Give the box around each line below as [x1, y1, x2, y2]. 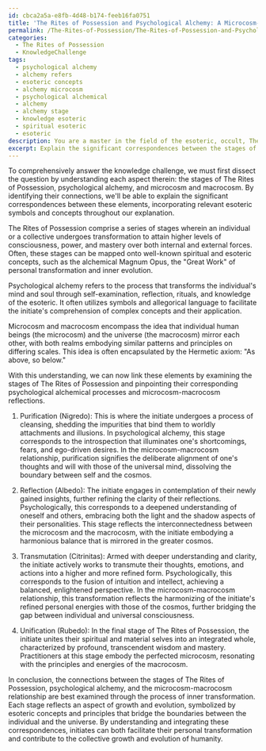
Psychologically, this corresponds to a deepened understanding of [19, 503, 237, 512]
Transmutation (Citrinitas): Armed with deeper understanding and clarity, [19, 552, 257, 561]
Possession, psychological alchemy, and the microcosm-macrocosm [8, 684, 233, 693]
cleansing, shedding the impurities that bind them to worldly [19, 420, 216, 429]
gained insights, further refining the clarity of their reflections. [19, 494, 222, 504]
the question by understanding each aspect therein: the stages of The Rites [8, 174, 255, 184]
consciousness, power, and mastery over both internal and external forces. [8, 240, 253, 250]
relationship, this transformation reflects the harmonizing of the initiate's [19, 594, 256, 603]
